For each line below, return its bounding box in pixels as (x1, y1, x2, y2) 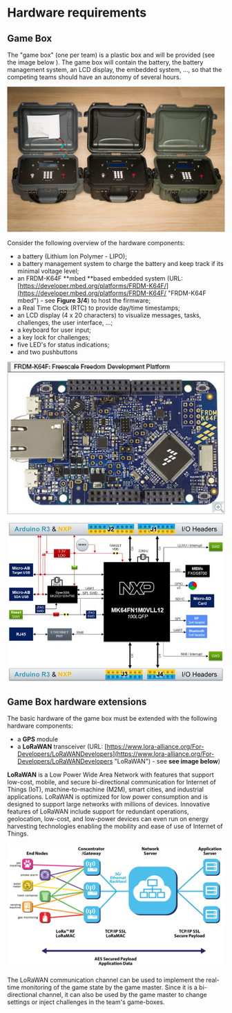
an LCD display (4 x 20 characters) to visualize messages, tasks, (17, 310, 202, 319)
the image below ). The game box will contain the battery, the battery (7, 58, 204, 67)
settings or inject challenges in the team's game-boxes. (7, 998, 165, 1006)
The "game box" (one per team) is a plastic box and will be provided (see (7, 51, 215, 59)
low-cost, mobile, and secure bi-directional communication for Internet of (7, 778, 216, 786)
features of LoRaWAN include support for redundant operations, (7, 807, 189, 816)
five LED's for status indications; (17, 340, 110, 349)
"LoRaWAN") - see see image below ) (114, 757, 221, 766)
